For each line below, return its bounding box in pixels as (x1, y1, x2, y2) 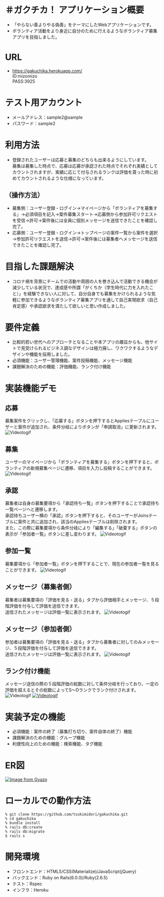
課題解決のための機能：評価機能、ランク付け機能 (12, 364, 111, 370)
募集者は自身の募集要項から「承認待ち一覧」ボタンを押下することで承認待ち (5, 500, 160, 506)
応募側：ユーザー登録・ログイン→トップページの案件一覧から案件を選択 (12, 229, 158, 235)
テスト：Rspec (12, 881, 43, 887)
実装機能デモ (5, 383, 57, 394)
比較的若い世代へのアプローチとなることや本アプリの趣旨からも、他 (12, 339, 149, 345)
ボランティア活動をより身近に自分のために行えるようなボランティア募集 (12, 28, 158, 33)
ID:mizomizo (12, 73, 38, 79)
